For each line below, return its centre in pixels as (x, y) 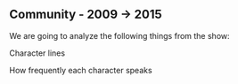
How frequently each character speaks (81, 70)
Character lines (37, 53)
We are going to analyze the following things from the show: (119, 35)
